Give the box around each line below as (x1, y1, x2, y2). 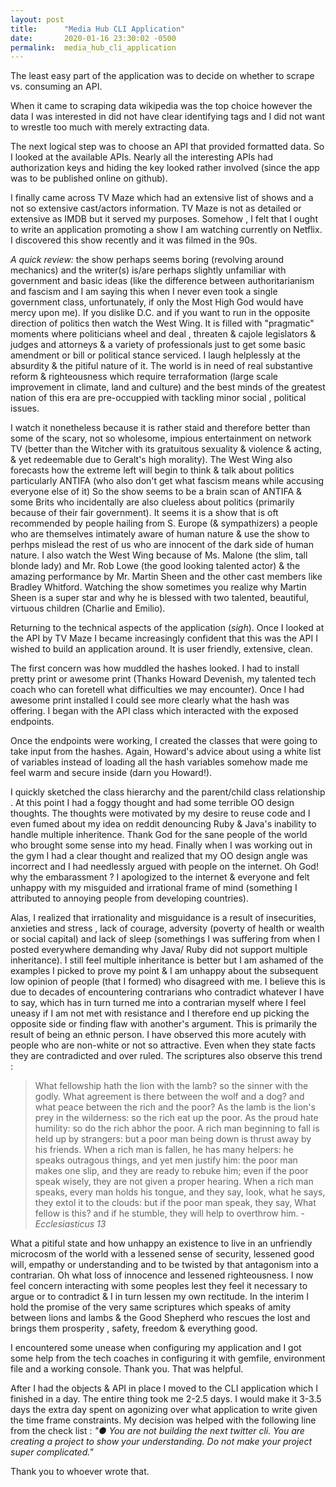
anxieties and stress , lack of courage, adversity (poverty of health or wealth (10, 922, 325, 935)
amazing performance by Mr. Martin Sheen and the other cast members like (10, 571, 323, 583)
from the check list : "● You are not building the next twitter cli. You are (10, 1425, 305, 1437)
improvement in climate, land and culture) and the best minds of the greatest (10, 381, 326, 393)
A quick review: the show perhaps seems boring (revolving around (10, 254, 285, 266)
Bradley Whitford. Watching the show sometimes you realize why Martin (10, 581, 307, 593)
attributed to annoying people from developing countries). (10, 892, 249, 905)
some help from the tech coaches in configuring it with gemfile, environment (10, 1352, 326, 1365)
